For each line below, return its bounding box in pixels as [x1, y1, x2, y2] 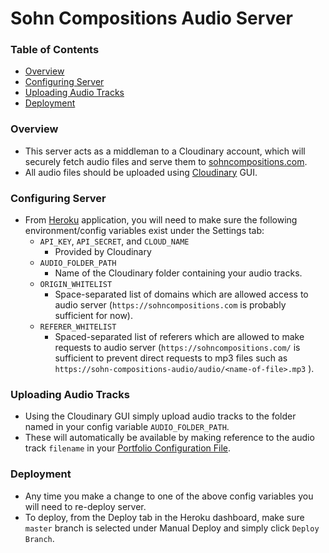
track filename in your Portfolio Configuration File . [24, 442, 231, 454]
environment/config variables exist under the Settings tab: [24, 225, 265, 237]
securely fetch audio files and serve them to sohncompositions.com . [24, 155, 308, 167]
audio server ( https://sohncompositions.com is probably [54, 299, 287, 311]
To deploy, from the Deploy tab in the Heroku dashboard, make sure [24, 511, 305, 523]
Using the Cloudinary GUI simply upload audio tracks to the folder [24, 410, 297, 422]
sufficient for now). [54, 310, 133, 322]
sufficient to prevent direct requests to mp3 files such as [54, 352, 288, 364]
